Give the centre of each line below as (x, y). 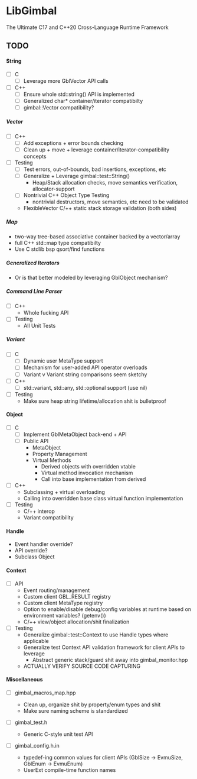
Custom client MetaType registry (63, 603)
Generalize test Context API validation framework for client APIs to (104, 647)
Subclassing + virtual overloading (64, 492)
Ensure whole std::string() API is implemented (79, 94)
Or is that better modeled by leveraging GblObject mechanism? (91, 278)
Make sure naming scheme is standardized (75, 711)
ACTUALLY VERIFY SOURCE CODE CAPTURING (82, 666)
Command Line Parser (34, 291)
